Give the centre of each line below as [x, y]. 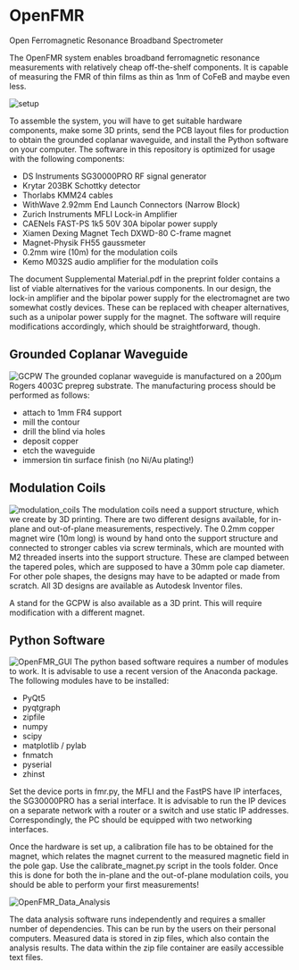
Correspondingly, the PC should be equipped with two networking [131, 820]
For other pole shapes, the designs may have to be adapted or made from [145, 576]
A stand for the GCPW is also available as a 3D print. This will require [136, 603]
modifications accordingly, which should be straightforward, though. [135, 326]
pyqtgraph [41, 708]
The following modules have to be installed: [89, 681]
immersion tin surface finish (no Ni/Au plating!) [108, 460]
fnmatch [37, 755]
